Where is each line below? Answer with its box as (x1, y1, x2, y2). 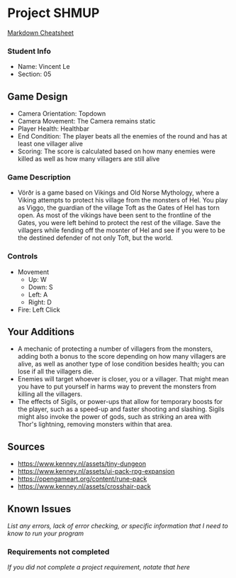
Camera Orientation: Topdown (17, 109, 106, 118)
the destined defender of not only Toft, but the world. (17, 234, 174, 242)
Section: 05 (17, 70, 52, 79)
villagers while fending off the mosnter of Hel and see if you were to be (17, 226, 225, 235)
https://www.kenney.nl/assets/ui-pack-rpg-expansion (17, 467, 175, 476)
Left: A (28, 290, 48, 299)
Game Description (7, 172, 71, 182)
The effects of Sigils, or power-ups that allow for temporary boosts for (17, 398, 223, 406)
